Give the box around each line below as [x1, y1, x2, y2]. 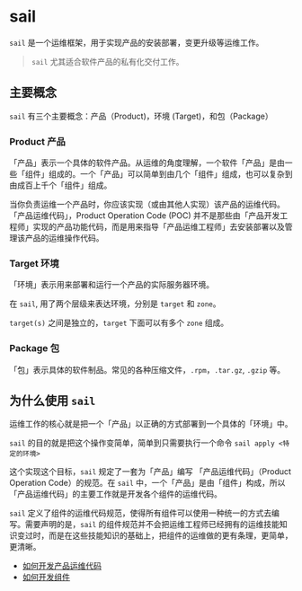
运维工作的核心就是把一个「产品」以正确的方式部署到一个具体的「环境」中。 [9, 419, 293, 429]
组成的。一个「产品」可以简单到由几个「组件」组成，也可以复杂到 [48, 169, 293, 180]
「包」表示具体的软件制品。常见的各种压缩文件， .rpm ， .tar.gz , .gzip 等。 [9, 364, 286, 375]
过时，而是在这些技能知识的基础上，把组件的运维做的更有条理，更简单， [24, 530, 293, 541]
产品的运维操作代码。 [24, 233, 104, 243]
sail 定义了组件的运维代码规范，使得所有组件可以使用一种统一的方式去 [9, 507, 272, 518]
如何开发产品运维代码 [22, 560, 102, 571]
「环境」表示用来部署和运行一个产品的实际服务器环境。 [9, 279, 214, 290]
